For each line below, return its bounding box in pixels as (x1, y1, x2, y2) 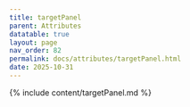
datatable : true (9, 29, 70, 38)
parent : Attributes (9, 21, 82, 30)
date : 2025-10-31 (9, 63, 74, 72)
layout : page (9, 37, 58, 47)
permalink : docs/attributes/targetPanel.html (9, 54, 181, 63)
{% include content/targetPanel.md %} (9, 86, 152, 98)
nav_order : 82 (9, 46, 62, 55)
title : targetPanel (9, 12, 82, 22)
